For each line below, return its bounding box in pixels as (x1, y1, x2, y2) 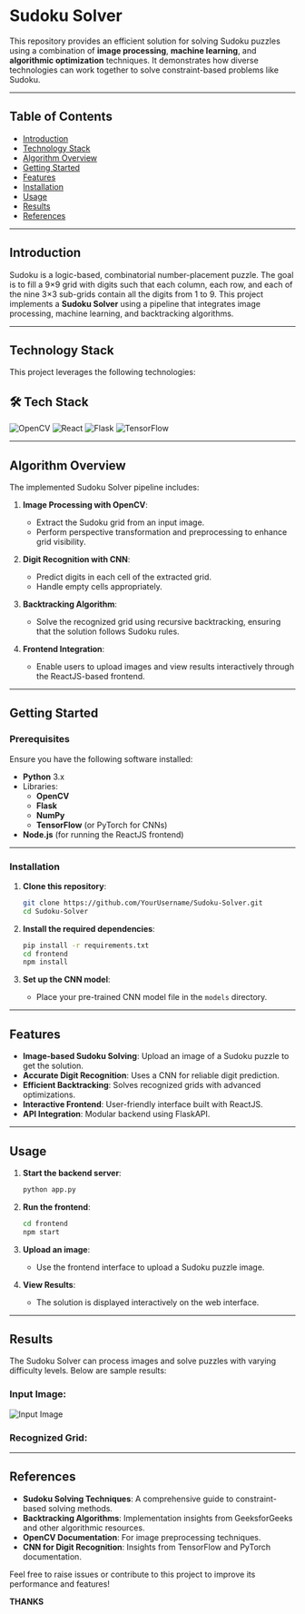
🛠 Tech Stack (9, 394, 89, 410)
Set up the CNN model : (22, 974, 111, 985)
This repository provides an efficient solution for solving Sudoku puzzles (9, 35, 281, 46)
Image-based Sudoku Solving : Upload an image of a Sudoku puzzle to (22, 1051, 290, 1062)
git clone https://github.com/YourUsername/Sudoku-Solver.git (22, 898, 263, 907)
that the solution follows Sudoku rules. (35, 626, 180, 637)
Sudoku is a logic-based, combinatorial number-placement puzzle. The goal (9, 269, 294, 280)
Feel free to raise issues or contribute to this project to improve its (9, 1569, 256, 1579)
